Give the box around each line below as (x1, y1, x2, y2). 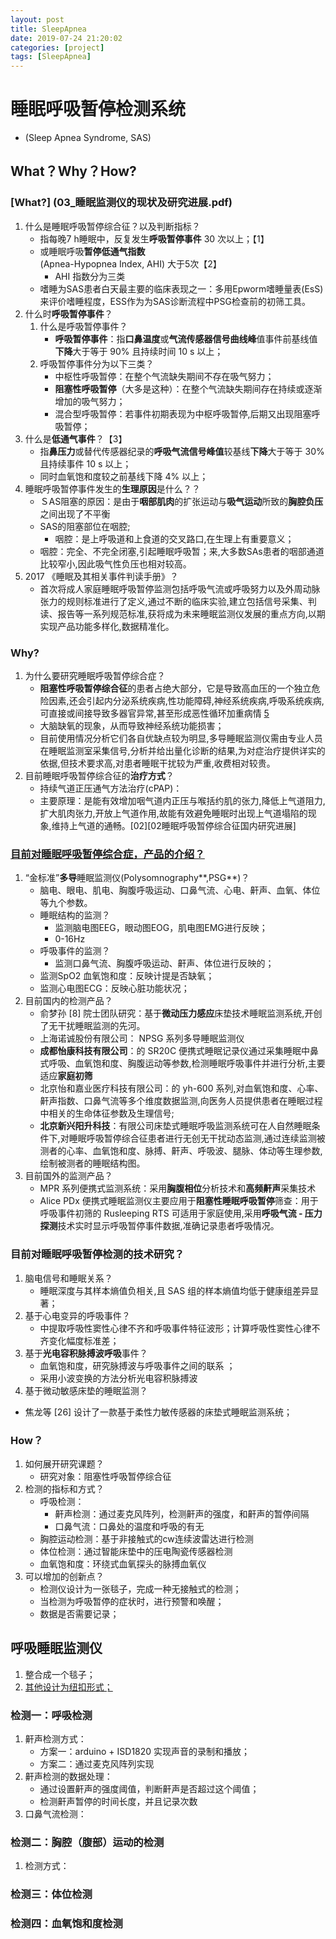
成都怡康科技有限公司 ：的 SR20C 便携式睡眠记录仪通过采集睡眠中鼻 (39, 1045, 320, 1057)
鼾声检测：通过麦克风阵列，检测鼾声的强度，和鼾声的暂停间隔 (54, 1507, 310, 1520)
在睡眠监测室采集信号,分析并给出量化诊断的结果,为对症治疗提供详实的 (39, 745, 326, 757)
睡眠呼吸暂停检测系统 (10, 98, 187, 121)
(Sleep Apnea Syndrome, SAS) (24, 132, 152, 144)
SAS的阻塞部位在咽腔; (39, 520, 131, 532)
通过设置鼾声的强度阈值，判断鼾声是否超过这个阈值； (39, 1783, 260, 1795)
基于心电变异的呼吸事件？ (24, 1309, 131, 1321)
